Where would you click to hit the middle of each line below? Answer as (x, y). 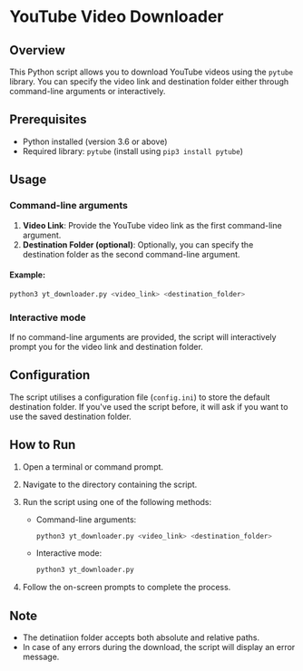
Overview (38, 50)
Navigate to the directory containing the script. (110, 484)
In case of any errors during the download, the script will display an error (159, 647)
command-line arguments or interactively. (88, 91)
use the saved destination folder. (70, 416)
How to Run (43, 445)
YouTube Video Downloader (117, 17)
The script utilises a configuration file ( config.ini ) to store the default (140, 397)
